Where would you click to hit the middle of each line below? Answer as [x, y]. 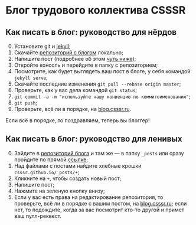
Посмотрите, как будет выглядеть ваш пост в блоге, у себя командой [102, 71]
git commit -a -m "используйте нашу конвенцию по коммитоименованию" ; [102, 96]
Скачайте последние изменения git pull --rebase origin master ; [97, 84]
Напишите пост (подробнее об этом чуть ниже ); [75, 59]
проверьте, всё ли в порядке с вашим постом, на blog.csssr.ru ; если [100, 203]
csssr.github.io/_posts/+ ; [47, 172]
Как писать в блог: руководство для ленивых [94, 139]
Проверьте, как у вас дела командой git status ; [76, 90]
